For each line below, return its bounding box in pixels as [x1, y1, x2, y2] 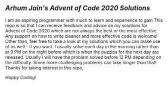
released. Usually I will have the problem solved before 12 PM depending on [5, 54, 161, 60]
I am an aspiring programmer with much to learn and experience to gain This [5, 17, 163, 23]
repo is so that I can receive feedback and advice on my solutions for [5, 22, 147, 28]
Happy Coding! [5, 74, 36, 80]
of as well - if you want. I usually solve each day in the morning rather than [5, 43, 159, 49]
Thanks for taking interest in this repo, [5, 65, 83, 71]
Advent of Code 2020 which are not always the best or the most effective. [5, 27, 158, 34]
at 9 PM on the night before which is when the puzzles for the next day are [5, 49, 159, 55]
